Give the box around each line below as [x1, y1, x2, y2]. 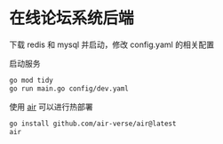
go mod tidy [9, 76, 53, 84]
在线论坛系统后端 [9, 8, 135, 28]
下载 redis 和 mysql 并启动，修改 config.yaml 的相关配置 [9, 39, 215, 50]
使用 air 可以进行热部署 [9, 101, 93, 112]
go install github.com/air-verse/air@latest [9, 119, 177, 128]
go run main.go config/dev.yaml [9, 84, 129, 93]
